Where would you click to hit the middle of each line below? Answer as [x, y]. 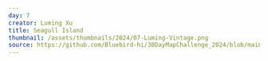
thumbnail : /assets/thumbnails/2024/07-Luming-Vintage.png [108, 38]
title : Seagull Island [46, 30]
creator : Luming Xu [41, 23]
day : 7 [19, 15]
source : [21, 45]
